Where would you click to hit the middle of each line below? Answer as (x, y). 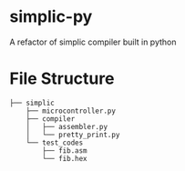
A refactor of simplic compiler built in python (93, 42)
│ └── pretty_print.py (73, 135)
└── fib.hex (65, 158)
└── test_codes (55, 143)
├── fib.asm (65, 151)
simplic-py (51, 17)
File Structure (62, 79)
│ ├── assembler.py (67, 126)
